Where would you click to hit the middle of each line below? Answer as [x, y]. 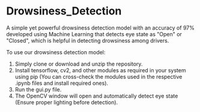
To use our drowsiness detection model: [56, 52]
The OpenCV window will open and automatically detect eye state [96, 96]
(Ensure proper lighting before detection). [66, 102]
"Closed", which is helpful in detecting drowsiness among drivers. [88, 40]
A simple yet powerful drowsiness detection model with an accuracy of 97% [101, 28]
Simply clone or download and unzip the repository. [79, 64]
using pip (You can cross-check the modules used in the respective [98, 76]
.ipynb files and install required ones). [62, 83]
